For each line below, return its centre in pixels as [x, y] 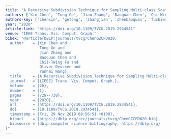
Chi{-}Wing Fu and [59, 62]
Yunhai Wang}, [54, 72]
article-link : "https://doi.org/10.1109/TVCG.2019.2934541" [70, 29]
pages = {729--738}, [36, 95]
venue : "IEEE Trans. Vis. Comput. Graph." [51, 34]
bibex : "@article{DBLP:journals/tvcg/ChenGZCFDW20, [61, 39]
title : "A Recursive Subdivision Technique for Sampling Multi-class [81, 10]
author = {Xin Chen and [38, 43]
